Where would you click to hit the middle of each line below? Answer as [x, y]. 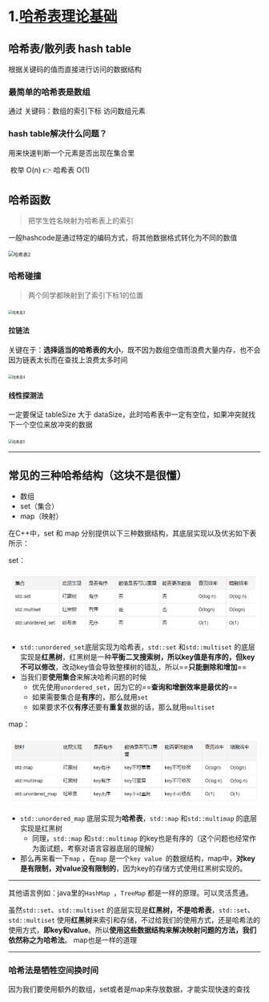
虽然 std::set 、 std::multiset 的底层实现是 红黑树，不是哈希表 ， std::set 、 [131, 910]
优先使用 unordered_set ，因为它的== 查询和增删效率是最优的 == [134, 687]
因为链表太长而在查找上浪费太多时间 [68, 360]
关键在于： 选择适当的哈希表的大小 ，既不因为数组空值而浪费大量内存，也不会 [134, 349]
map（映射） [41, 516]
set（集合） [39, 506]
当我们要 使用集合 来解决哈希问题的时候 [83, 677]
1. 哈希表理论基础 [63, 16]
